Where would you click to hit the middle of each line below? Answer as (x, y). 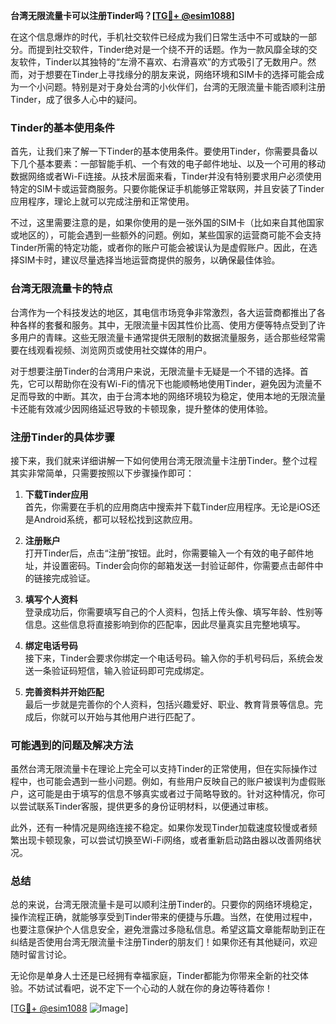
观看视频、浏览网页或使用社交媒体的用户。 (124, 350)
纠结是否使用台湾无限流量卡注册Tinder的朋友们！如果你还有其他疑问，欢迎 (164, 942)
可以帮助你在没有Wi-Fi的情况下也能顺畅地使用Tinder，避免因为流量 (174, 383)
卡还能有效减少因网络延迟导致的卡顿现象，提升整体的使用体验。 (141, 408)
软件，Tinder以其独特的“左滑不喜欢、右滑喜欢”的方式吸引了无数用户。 (163, 62)
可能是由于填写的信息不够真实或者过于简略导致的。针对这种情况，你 (176, 794)
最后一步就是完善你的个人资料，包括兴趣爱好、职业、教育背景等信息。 (169, 704)
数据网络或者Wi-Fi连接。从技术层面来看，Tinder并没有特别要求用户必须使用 (166, 176)
